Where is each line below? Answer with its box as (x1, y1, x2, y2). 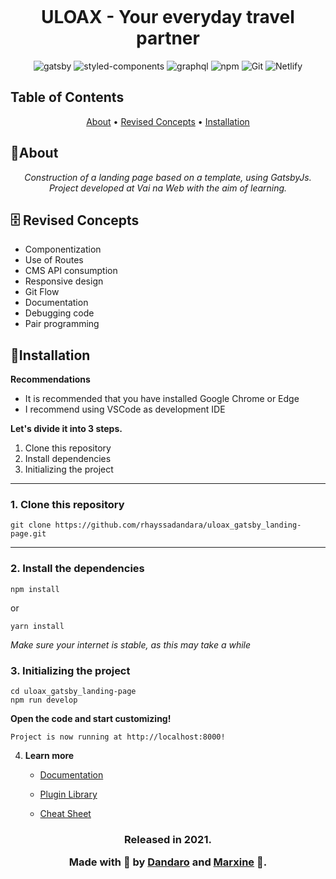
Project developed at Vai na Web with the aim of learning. (48, 182, 288, 194)
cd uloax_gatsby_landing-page (10, 687, 137, 697)
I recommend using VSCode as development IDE (24, 403, 226, 416)
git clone (10, 520, 52, 531)
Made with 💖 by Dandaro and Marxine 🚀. (68, 855, 268, 869)
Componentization (24, 243, 102, 256)
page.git (10, 529, 47, 539)
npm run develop (10, 695, 78, 706)
